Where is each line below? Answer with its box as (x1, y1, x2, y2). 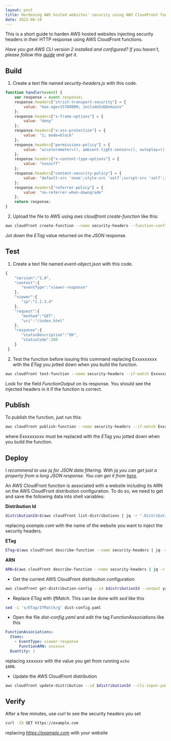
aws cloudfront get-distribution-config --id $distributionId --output (5, 586, 160, 591)
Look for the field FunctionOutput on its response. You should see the (5, 380, 151, 386)
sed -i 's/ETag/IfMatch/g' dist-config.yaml (5, 605, 101, 610)
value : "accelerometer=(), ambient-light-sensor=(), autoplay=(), (23, 147, 167, 152)
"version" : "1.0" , (14, 275, 51, 281)
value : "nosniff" (23, 161, 60, 167)
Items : (10, 634, 24, 639)
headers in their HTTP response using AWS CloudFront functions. (5, 36, 143, 42)
